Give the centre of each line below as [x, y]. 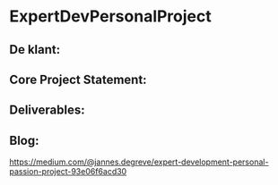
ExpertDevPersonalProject [111, 17]
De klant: [35, 50]
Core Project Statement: [78, 79]
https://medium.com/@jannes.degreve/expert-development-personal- [139, 162]
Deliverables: [47, 110]
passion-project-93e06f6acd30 [68, 172]
